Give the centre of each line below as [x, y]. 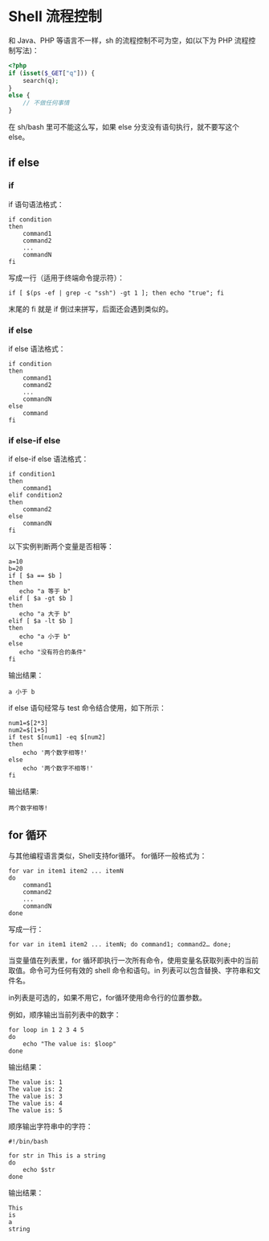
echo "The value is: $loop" [69, 1044]
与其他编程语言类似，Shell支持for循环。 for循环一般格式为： [108, 856]
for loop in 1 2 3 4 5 [46, 1030]
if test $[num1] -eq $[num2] [57, 737]
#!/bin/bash [28, 1142]
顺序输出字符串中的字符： [51, 1127]
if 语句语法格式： [36, 204]
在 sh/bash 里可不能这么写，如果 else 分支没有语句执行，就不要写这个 [124, 127]
